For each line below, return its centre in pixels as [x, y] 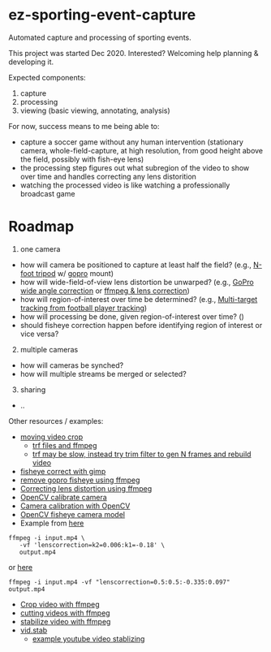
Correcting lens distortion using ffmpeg [86, 488]
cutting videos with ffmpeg [65, 613]
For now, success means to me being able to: [84, 126]
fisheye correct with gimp [63, 471]
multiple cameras [49, 349]
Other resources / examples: [56, 421]
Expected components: [47, 77]
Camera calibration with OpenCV [75, 506]
